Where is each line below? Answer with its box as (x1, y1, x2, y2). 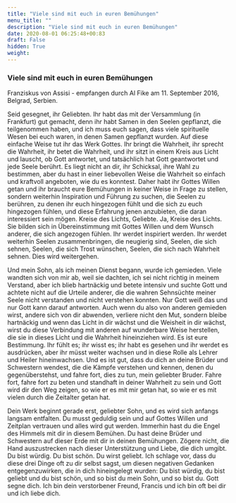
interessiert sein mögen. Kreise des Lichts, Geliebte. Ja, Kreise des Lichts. (7, 215, 223, 223)
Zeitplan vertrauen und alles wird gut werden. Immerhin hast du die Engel (7, 422, 221, 430)
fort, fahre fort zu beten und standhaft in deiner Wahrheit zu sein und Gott (7, 378, 222, 387)
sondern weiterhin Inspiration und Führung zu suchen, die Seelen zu (7, 192, 206, 201)
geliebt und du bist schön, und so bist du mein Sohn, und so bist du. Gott (7, 474, 219, 483)
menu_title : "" (7, 17, 52, 24)
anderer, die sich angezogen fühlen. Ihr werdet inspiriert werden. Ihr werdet (7, 230, 227, 238)
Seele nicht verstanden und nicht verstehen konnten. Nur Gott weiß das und (7, 296, 228, 304)
